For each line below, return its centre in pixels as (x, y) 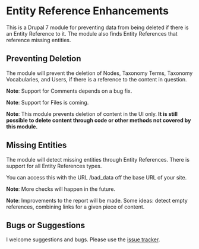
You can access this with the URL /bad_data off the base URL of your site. (97, 177)
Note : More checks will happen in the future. (61, 189)
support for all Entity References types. (54, 166)
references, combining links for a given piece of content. (75, 207)
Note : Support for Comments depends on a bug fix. (69, 91)
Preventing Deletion (44, 59)
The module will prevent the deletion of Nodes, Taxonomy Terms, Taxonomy (99, 73)
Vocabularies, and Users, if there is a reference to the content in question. (97, 79)
